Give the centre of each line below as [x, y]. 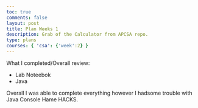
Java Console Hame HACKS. [42, 99]
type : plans [21, 40]
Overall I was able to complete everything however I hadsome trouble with [100, 93]
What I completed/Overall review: [48, 63]
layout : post [23, 23]
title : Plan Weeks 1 [33, 29]
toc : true [19, 12]
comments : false [27, 18]
